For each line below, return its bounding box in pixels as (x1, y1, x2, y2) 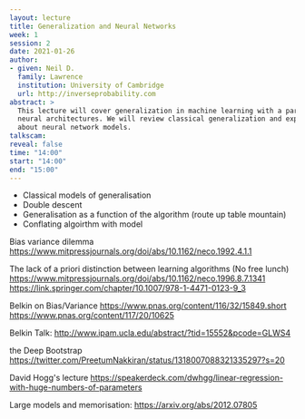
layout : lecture (9, 13, 71, 23)
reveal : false (9, 140, 64, 149)
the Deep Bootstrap (9, 346, 83, 356)
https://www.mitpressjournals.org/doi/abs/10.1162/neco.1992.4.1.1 (9, 246, 252, 257)
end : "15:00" (9, 165, 59, 174)
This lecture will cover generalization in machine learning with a (17, 106, 282, 115)
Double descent (22, 200, 83, 210)
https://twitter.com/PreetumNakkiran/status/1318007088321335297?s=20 (9, 355, 286, 365)
